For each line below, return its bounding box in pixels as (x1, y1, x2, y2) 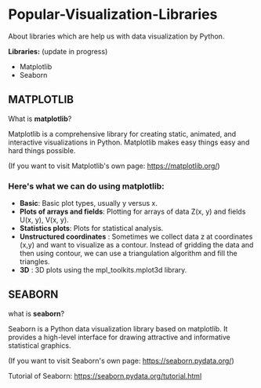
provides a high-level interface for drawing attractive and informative (8, 332, 231, 342)
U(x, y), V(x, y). (19, 215, 69, 225)
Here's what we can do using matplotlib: (8, 181, 165, 192)
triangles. (19, 257, 50, 266)
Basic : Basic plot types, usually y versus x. (19, 199, 158, 208)
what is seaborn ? (8, 309, 65, 318)
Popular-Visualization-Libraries (8, 5, 218, 24)
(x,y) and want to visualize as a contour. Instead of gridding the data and (19, 240, 254, 250)
